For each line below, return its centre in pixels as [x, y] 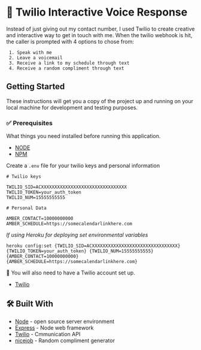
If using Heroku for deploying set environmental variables [77, 235]
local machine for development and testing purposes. [72, 107]
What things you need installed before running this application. [83, 136]
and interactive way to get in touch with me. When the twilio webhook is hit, [99, 35]
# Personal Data [26, 208]
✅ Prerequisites [29, 123]
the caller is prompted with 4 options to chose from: [70, 41]
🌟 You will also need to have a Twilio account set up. [71, 273]
